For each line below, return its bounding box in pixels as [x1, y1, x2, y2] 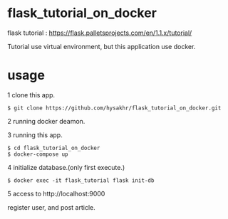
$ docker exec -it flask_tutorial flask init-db [7, 176, 155, 184]
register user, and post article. [7, 203, 95, 211]
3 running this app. [7, 130, 63, 139]
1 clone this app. [7, 90, 56, 99]
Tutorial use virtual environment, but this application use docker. [7, 42, 196, 50]
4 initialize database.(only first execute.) [7, 163, 125, 171]
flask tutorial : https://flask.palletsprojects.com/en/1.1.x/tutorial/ [7, 28, 192, 37]
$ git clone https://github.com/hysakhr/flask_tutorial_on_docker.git [7, 105, 222, 112]
